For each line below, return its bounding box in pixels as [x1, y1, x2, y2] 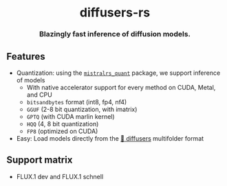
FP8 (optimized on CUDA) [26, 127, 98, 135]
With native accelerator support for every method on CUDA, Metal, [26, 83, 216, 91]
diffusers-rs [79, 5, 151, 21]
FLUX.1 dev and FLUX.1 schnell [16, 172, 104, 181]
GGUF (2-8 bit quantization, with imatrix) [26, 105, 138, 113]
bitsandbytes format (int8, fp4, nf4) [26, 97, 127, 106]
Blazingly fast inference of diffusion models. [39, 30, 191, 39]
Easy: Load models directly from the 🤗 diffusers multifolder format [16, 134, 204, 142]
